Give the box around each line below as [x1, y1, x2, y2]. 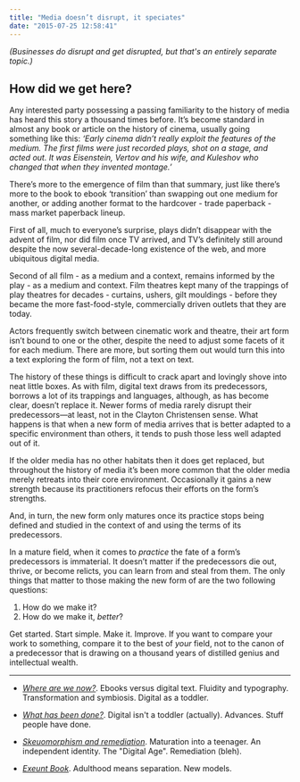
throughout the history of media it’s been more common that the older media [9, 465, 290, 476]
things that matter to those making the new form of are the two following [9, 575, 276, 586]
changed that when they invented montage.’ [9, 162, 172, 172]
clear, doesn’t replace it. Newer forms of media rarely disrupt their [9, 400, 253, 411]
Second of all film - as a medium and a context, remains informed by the [9, 270, 275, 281]
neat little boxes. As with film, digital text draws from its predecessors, [9, 381, 268, 392]
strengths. [9, 493, 47, 504]
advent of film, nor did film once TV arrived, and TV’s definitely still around [9, 234, 283, 245]
